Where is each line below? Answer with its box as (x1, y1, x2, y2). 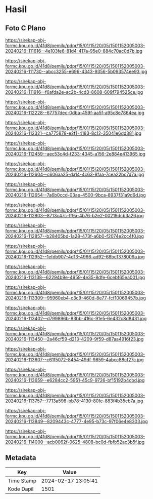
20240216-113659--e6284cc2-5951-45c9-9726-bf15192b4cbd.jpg (5, 377, 145, 383)
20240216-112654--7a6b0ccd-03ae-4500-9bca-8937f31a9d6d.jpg (5, 192, 146, 198)
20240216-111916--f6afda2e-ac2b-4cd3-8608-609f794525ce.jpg (5, 89, 143, 95)
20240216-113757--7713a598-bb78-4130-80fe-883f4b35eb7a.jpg (5, 398, 143, 404)
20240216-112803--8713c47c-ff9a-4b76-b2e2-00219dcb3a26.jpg (5, 213, 144, 218)
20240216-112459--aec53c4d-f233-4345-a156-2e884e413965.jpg (5, 151, 145, 157)
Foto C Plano (5, 24, 46, 32)
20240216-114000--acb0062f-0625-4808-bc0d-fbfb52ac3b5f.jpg (5, 439, 145, 445)
